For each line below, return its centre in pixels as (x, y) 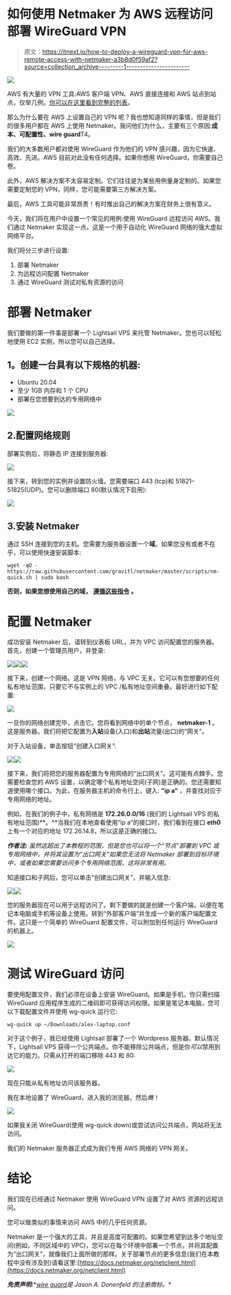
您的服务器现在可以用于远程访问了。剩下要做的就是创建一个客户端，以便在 (112, 905)
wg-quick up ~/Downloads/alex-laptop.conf (69, 1025)
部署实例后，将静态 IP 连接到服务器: (58, 453)
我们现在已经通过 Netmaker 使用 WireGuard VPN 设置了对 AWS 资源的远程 (112, 1199)
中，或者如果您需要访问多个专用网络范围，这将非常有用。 (88, 863)
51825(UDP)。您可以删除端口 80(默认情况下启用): (77, 490)
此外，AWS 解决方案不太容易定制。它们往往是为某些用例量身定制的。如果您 (114, 180)
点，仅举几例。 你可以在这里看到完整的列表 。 (70, 102)
